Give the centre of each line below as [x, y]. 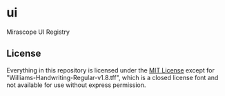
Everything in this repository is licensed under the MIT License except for [110, 70]
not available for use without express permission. [76, 85]
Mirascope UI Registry [38, 32]
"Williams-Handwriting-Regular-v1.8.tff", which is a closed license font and [112, 77]
